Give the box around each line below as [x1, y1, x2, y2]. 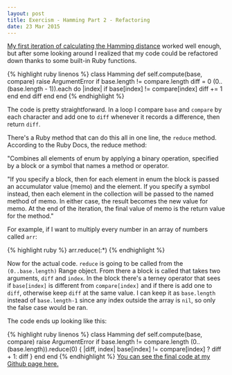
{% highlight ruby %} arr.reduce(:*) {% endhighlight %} [7, 246, 165, 255]
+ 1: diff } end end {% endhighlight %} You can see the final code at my [7, 352, 211, 360]
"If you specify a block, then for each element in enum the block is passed [7, 175, 220, 183]
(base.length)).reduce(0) [7, 345, 78, 354]
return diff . [7, 120, 41, 129]
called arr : [7, 232, 37, 241]
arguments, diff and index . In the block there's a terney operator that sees [7, 274, 221, 282]
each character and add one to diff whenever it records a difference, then [7, 113, 220, 121]
